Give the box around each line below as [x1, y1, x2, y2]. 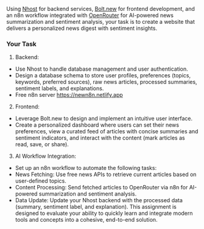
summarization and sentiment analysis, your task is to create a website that [6, 18, 195, 25]
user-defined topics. [15, 177, 67, 185]
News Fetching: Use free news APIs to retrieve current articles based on [15, 171, 197, 178]
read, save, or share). [15, 141, 69, 148]
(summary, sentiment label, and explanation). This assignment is [15, 203, 177, 211]
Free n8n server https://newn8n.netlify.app [15, 91, 123, 99]
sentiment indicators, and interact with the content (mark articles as [15, 134, 185, 142]
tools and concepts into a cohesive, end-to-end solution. [15, 216, 158, 224]
